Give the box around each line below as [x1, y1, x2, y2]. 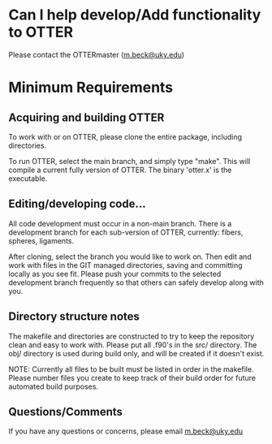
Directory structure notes [8, 310, 140, 324]
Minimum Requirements [8, 79, 174, 97]
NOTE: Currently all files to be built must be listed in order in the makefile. [8, 364, 254, 374]
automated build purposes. [8, 381, 99, 391]
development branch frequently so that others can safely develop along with [8, 278, 264, 287]
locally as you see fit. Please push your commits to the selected [8, 269, 222, 278]
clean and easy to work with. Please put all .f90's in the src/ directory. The [8, 339, 257, 350]
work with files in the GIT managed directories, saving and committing [8, 260, 243, 269]
